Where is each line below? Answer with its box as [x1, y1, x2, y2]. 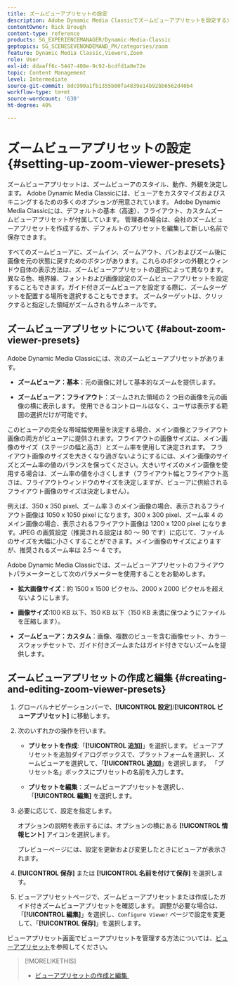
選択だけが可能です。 [29, 410, 91, 418]
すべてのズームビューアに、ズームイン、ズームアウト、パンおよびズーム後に [7, 248, 227, 256]
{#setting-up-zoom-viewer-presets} [7, 156, 226, 172]
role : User [7, 56, 39, 63]
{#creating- [174, 672, 227, 684]
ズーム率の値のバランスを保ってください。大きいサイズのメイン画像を [19, 460, 222, 468]
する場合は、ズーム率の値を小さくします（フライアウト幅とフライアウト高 [13, 469, 229, 478]
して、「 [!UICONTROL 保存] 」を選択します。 [17, 919, 145, 928]
